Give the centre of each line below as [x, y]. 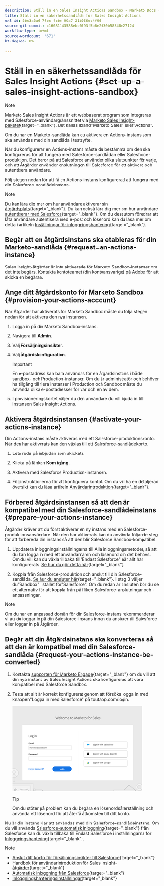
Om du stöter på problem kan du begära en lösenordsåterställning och [83, 808]
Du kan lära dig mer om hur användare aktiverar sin [57, 204]
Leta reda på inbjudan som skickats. [48, 453]
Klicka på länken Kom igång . [41, 463]
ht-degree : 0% [20, 41]
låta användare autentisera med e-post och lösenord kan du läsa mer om [78, 219]
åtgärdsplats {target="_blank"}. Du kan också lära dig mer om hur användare [82, 209]
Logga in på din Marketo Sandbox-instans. [55, 327]
